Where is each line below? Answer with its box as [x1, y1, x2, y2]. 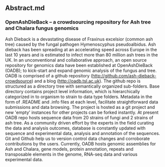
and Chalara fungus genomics [5, 25, 79, 32]
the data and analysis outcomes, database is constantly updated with [5, 125, 146, 131]
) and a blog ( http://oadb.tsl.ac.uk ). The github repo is [32, 78, 141, 84]
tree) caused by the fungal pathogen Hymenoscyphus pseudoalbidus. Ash [5, 41, 156, 47]
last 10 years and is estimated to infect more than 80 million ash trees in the [5, 52, 158, 58]
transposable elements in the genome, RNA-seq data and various [5, 151, 138, 157]
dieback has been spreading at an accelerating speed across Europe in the [5, 46, 157, 52]
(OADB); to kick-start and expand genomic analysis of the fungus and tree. [5, 67, 157, 73]
